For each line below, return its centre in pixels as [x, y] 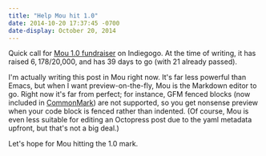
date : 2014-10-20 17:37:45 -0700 [64, 23]
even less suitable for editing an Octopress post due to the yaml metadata [130, 120]
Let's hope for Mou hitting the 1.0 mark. [73, 144]
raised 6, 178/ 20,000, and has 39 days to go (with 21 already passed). [123, 62]
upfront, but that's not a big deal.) [64, 128]
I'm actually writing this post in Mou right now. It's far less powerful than [127, 78]
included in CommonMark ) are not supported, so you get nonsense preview [133, 103]
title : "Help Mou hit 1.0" [53, 16]
